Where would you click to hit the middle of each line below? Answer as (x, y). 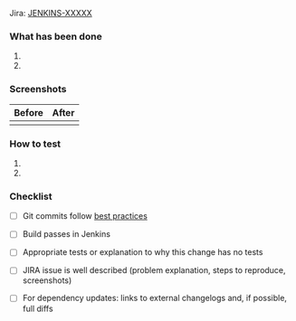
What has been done (56, 36)
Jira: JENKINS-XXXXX (51, 13)
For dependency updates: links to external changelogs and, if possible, (155, 298)
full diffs (38, 308)
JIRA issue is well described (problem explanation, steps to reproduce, (154, 270)
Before (29, 112)
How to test (35, 144)
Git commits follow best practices (85, 216)
